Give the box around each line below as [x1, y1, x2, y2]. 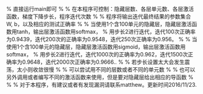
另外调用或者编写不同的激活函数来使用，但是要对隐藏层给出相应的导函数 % [6, 73, 194, 81]
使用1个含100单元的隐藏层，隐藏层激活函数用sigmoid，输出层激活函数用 [6, 43, 186, 50]
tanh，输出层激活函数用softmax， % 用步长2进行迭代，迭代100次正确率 [16, 28, 196, 35]
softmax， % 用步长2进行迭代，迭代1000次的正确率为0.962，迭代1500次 [6, 51, 188, 58]
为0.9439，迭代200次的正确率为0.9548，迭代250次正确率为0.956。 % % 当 [6, 36, 198, 42]
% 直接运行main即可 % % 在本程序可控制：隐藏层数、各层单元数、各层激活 [6, 5, 194, 12]
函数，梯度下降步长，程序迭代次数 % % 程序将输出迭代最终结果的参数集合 [6, 13, 191, 20]
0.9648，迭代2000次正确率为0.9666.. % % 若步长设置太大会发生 [22, 58, 185, 65]
